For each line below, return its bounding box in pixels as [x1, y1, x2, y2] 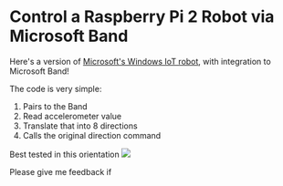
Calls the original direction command [22, 129, 162, 140]
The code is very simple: [9, 83, 102, 94]
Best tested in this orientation [9, 149, 121, 160]
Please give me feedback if [9, 166, 112, 177]
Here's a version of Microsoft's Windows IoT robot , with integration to [9, 56, 271, 67]
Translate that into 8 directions [22, 120, 139, 131]
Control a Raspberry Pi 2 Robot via [9, 6, 275, 27]
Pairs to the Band [22, 100, 89, 111]
